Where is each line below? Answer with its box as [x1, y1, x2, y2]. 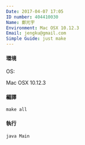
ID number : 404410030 [6, 14, 59, 20]
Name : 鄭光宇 [6, 19, 35, 25]
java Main [6, 133, 30, 139]
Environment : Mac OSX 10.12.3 [6, 25, 80, 31]
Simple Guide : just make [6, 36, 66, 42]
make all [6, 106, 27, 113]
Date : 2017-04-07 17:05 [6, 8, 64, 15]
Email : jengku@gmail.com [6, 30, 66, 36]
